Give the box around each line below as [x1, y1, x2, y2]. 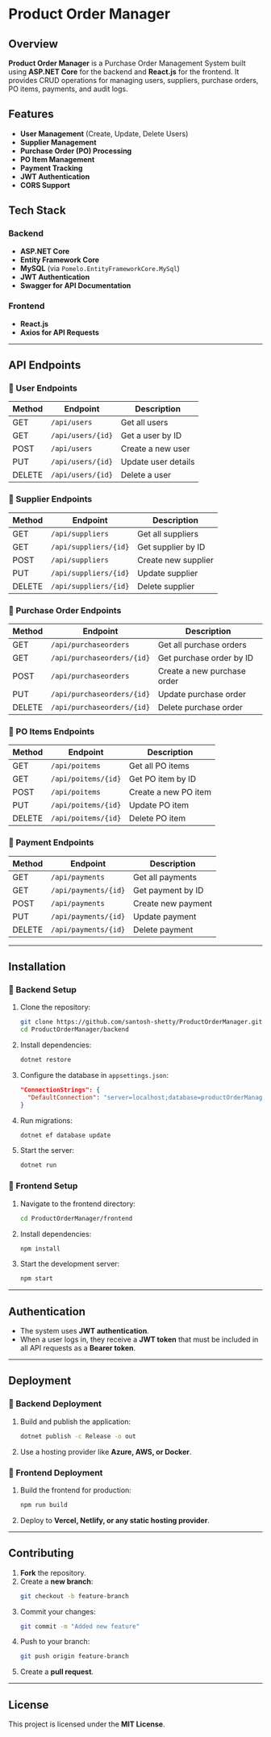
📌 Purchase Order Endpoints [8, 604, 122, 616]
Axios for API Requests [19, 328, 99, 337]
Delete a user [120, 470, 172, 481]
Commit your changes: [19, 1606, 96, 1616]
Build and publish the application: [19, 1417, 131, 1426]
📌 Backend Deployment [8, 1398, 102, 1409]
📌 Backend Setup [8, 983, 77, 995]
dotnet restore [19, 1056, 72, 1064]
